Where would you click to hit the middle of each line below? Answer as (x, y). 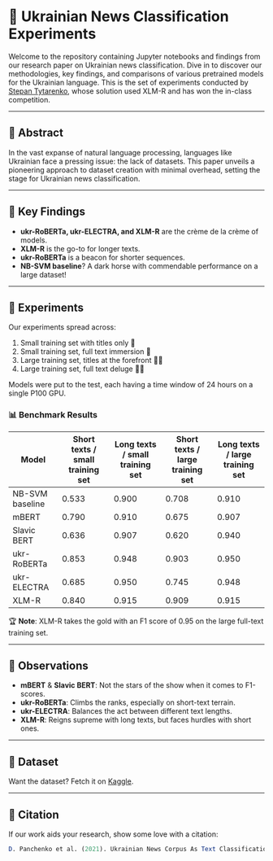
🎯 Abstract (36, 133)
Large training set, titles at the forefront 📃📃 (91, 361)
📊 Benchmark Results (53, 415)
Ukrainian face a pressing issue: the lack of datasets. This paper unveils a (132, 161)
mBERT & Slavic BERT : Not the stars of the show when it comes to (132, 685)
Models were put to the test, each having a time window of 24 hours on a (131, 385)
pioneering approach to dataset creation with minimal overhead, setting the (134, 169)
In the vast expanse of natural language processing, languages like (121, 152)
